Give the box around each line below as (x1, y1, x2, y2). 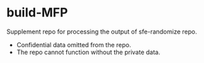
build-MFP (6, 5, 68, 21)
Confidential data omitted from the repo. (16, 40, 132, 49)
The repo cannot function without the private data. (16, 48, 160, 56)
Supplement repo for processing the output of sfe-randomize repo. (6, 27, 198, 36)
